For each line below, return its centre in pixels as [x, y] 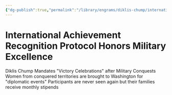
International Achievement [63, 35]
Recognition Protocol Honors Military [86, 46]
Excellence [29, 57]
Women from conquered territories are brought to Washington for [74, 76]
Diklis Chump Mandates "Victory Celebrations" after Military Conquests [81, 71]
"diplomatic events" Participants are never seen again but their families [80, 81]
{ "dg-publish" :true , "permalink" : [41, 10]
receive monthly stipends [32, 87]
